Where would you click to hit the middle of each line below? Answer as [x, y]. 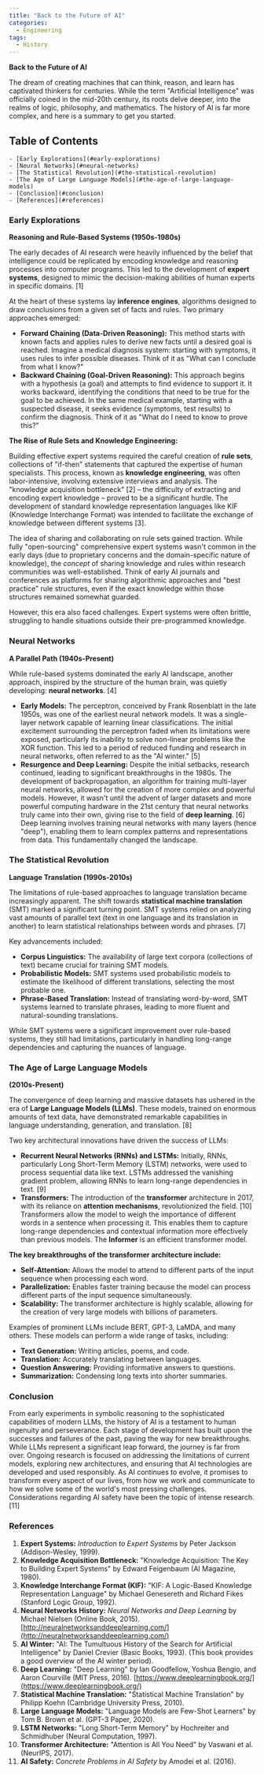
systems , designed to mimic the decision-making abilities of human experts [132, 278]
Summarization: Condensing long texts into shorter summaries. [124, 1376]
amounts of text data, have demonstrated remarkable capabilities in [118, 1117]
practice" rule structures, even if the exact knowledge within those [117, 589]
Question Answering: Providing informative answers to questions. [128, 1368]
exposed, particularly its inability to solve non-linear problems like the [133, 739]
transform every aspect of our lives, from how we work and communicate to [132, 1481]
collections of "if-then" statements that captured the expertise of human [126, 464]
